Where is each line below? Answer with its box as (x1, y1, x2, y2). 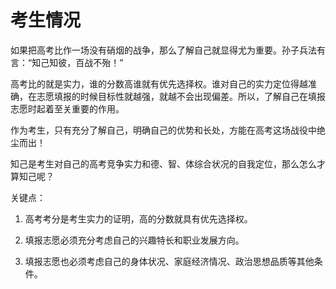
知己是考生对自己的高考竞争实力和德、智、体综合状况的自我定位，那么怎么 (10, 157, 317, 170)
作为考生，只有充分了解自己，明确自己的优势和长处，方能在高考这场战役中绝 (10, 124, 326, 136)
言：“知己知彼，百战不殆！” (10, 56, 124, 68)
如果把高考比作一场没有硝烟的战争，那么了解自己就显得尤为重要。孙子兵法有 (10, 44, 326, 56)
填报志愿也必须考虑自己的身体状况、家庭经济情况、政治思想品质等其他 (24, 255, 315, 267)
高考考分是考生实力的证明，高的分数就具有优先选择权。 (24, 212, 253, 225)
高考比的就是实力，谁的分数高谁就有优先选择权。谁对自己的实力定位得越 (10, 77, 308, 90)
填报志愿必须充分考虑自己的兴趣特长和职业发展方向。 (24, 234, 245, 246)
